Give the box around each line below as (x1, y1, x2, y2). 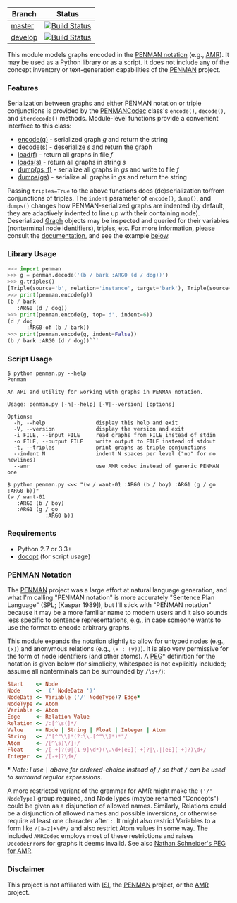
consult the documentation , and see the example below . (7, 232, 171, 240)
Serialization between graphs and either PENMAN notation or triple (7, 99, 202, 108)
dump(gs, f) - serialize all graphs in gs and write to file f (17, 165, 180, 174)
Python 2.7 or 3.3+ (17, 544, 73, 553)
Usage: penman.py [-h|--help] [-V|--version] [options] (7, 401, 175, 408)
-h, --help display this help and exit (13, 419, 178, 426)
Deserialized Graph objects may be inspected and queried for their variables (7, 217, 229, 225)
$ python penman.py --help (7, 370, 87, 377)
